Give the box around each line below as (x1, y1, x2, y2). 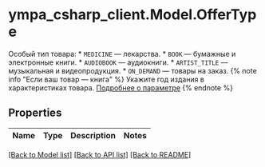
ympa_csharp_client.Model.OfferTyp (8, 6, 257, 24)
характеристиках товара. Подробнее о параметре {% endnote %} (8, 82, 234, 93)
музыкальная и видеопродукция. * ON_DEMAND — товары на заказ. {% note (8, 66, 257, 75)
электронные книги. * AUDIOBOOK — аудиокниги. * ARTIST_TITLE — (8, 58, 228, 67)
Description (70, 129, 116, 141)
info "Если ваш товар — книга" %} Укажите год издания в (8, 74, 205, 84)
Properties (8, 106, 62, 120)
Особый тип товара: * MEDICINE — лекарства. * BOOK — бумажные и (8, 49, 236, 58)
